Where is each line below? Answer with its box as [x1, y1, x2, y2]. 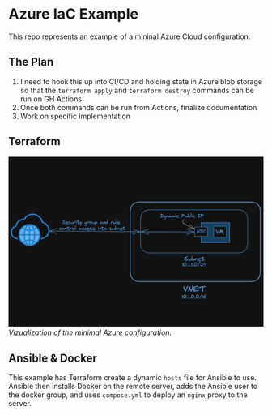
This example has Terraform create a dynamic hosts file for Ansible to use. [8, 373, 257, 383]
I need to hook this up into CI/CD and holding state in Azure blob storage [19, 76, 263, 86]
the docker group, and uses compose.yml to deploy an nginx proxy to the [8, 390, 249, 400]
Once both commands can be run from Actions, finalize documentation [19, 102, 257, 112]
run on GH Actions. [19, 94, 84, 104]
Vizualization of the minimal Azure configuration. [8, 327, 172, 337]
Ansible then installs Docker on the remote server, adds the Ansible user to [8, 382, 257, 391]
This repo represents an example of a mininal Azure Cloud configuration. [8, 32, 251, 41]
